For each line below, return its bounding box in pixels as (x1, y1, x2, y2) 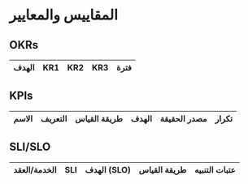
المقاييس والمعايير (9, 6, 119, 24)
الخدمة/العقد (13, 164, 57, 175)
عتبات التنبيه (194, 164, 237, 175)
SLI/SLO (9, 140, 51, 154)
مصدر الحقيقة (159, 113, 207, 124)
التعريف (40, 113, 67, 124)
